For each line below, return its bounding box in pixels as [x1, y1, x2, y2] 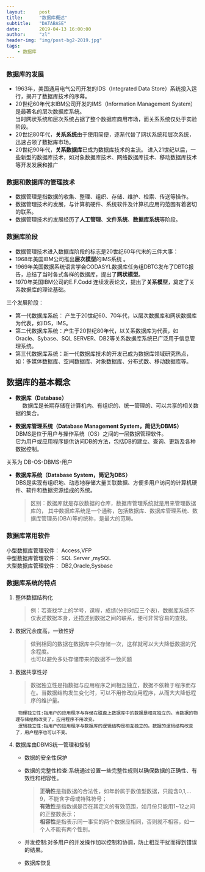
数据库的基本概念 [6, 377, 71, 387]
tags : [6, 43, 20, 49]
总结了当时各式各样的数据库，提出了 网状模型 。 [26, 270, 144, 278]
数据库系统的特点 [6, 578, 57, 587]
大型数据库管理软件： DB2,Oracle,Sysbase [6, 562, 113, 569]
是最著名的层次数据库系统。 [15, 108, 85, 115]
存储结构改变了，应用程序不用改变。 [20, 716, 98, 723]
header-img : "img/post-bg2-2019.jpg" [6, 37, 103, 43]
